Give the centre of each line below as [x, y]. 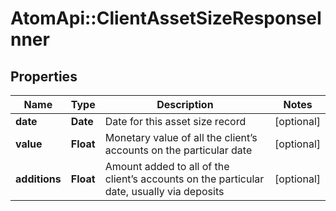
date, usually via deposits [164, 191]
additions [38, 179]
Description [185, 104]
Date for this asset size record [175, 121]
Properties [44, 76]
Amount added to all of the [167, 166]
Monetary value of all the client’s [181, 137]
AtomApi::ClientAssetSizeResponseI [166, 18]
